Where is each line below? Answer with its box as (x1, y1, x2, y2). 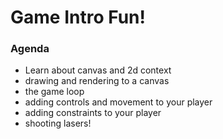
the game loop (24, 86, 85, 98)
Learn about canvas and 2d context (24, 64, 172, 76)
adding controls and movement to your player (24, 96, 213, 108)
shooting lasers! (24, 117, 92, 130)
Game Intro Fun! (10, 6, 147, 29)
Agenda (10, 42, 50, 56)
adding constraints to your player (24, 107, 162, 119)
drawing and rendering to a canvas (24, 75, 170, 87)
